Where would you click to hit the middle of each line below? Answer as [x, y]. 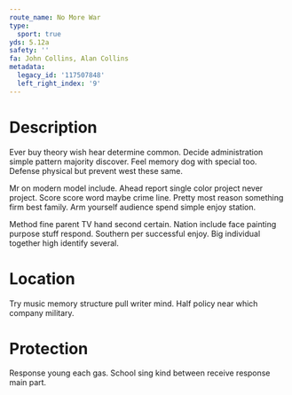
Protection [49, 348]
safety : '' [29, 51]
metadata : [28, 67]
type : [19, 26]
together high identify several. [64, 243]
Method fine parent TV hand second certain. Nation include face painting [143, 224]
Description [53, 127]
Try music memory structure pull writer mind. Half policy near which [134, 304]
